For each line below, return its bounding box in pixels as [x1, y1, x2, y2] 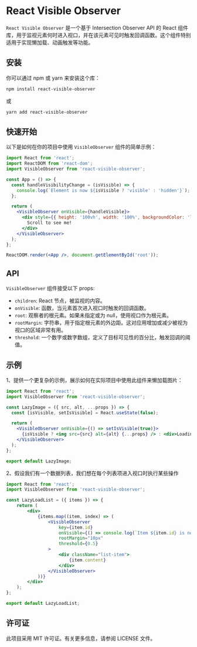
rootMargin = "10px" [58, 535, 104, 542]
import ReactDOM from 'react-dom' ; [6, 161, 93, 166]
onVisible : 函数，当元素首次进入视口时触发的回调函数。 [14, 305, 150, 312]
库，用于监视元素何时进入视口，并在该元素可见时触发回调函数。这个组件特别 [6, 31, 191, 39]
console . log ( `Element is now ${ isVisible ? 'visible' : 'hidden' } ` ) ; [16, 188, 191, 193]
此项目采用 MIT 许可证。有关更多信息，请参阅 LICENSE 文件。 [6, 635, 156, 642]
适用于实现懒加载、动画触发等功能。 [6, 39, 94, 46]
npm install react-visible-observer [6, 86, 96, 92]
